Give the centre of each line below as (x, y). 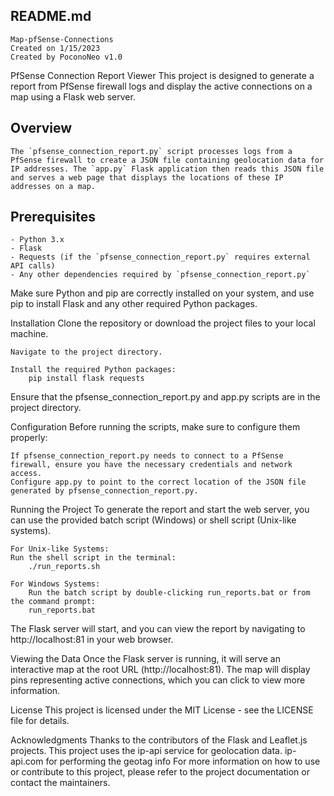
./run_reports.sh (64, 567)
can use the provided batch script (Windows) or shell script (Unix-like (153, 520)
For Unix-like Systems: (60, 549)
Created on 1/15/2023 (55, 48)
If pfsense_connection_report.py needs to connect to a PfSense (147, 456)
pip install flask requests (86, 379)
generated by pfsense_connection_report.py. (104, 491)
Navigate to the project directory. (86, 352)
